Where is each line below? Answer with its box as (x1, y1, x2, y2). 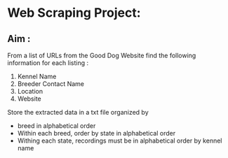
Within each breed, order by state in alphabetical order (17, 129, 176, 137)
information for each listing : (7, 59, 89, 67)
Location (17, 87, 43, 95)
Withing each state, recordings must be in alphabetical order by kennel (17, 136, 222, 145)
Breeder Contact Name (17, 80, 85, 88)
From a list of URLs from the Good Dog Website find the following (7, 51, 196, 59)
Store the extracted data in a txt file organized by (7, 108, 149, 116)
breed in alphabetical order (17, 122, 96, 130)
